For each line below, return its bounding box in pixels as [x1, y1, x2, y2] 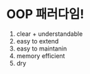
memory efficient [16, 51, 65, 59]
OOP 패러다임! [6, 6, 85, 22]
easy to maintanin [16, 44, 67, 53]
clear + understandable [16, 29, 83, 38]
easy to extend [16, 37, 59, 45]
